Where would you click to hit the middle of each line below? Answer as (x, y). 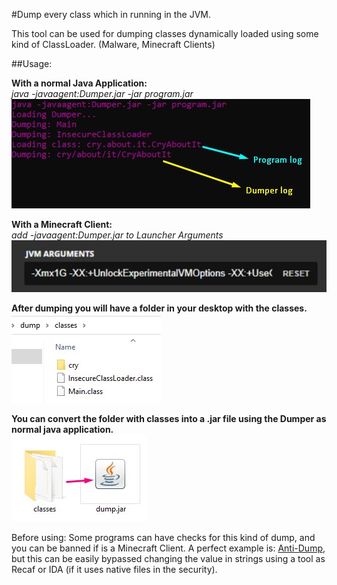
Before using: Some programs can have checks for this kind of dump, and (163, 538)
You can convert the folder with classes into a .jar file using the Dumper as (169, 419)
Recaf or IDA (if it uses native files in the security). (114, 570)
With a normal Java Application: (79, 83)
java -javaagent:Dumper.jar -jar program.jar (102, 93)
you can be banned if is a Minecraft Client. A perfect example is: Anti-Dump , (168, 548)
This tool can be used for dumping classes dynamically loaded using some (165, 33)
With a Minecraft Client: (62, 224)
